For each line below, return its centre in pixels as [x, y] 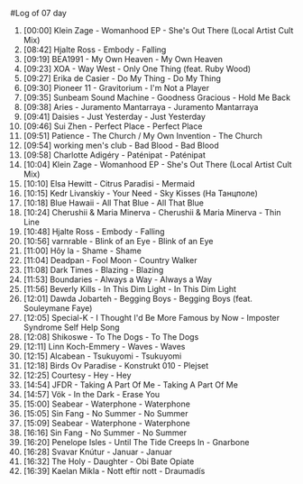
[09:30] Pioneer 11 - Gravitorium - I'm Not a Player [116, 88]
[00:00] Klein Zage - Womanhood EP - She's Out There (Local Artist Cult [158, 30]
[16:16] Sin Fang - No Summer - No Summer [105, 433]
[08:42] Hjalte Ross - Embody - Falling [95, 50]
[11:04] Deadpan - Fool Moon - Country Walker [110, 260]
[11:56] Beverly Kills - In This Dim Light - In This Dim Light [130, 289]
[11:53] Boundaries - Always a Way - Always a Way [118, 279]
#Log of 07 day [38, 13]
